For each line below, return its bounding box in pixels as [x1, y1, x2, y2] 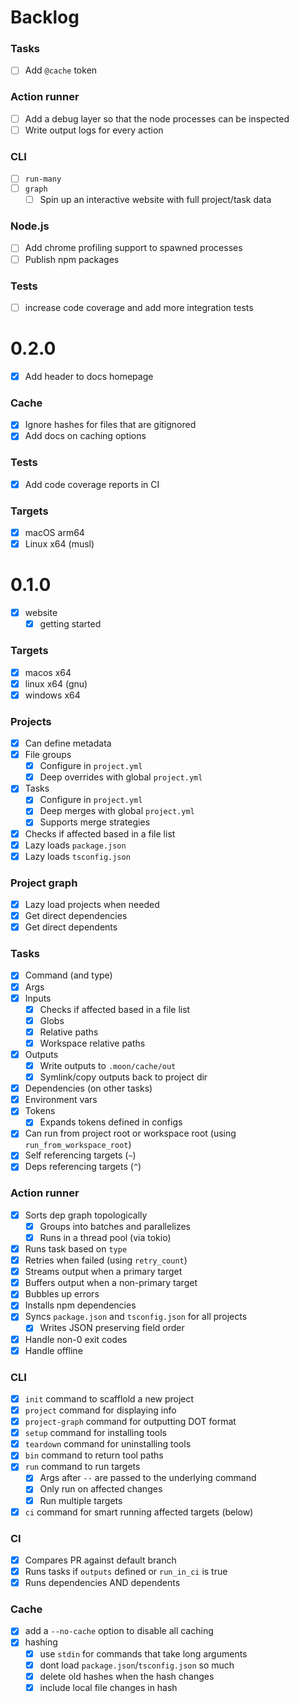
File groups [24, 749, 72, 761]
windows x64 [24, 689, 81, 701]
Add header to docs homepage [24, 370, 154, 382]
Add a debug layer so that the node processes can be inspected [24, 112, 290, 125]
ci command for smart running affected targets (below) [24, 1506, 254, 1518]
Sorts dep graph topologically [24, 1209, 148, 1221]
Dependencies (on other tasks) [24, 1082, 153, 1095]
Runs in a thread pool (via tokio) [39, 1231, 172, 1243]
